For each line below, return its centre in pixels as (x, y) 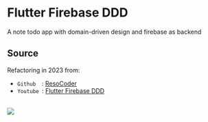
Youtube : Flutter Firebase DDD (61, 90)
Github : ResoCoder (47, 83)
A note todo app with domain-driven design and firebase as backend (104, 32)
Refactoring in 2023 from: (44, 70)
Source (23, 53)
